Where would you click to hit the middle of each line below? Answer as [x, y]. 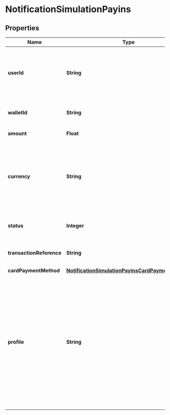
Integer [75, 226]
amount [17, 133]
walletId [18, 112]
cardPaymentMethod [34, 270]
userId [16, 73]
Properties [22, 28]
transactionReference [35, 253]
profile [16, 342]
